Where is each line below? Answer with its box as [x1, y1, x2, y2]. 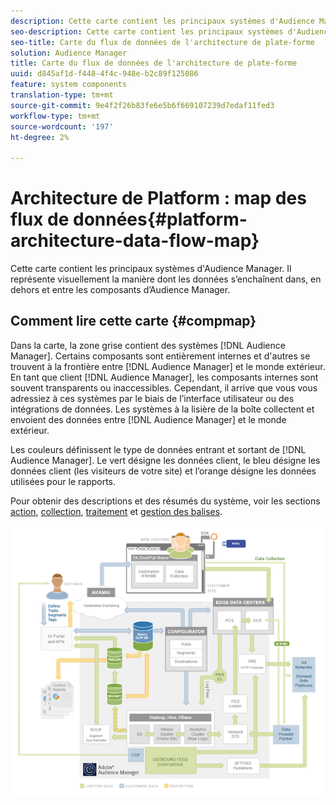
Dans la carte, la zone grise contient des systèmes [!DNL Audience [10, 339, 286, 351]
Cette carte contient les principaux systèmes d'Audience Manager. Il [10, 263, 292, 275]
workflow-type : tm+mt [10, 111, 101, 121]
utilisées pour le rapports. [10, 475, 117, 487]
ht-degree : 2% [10, 132, 70, 142]
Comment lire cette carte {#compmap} [10, 313, 257, 330]
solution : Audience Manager [10, 48, 128, 58]
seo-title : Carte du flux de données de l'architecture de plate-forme [10, 37, 315, 47]
